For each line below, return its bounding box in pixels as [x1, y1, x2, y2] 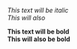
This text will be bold [7, 28, 69, 36]
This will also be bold [7, 35, 71, 43]
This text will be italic [7, 6, 69, 14]
